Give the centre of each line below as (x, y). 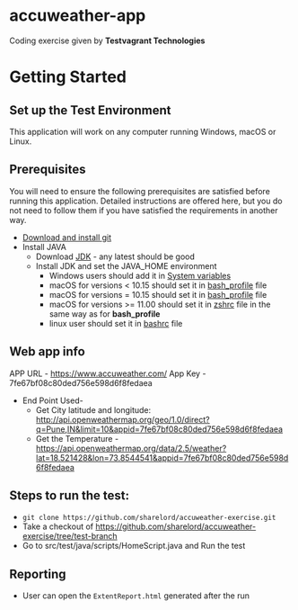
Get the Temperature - (77, 438)
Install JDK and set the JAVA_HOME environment (126, 265)
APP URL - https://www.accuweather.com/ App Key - (108, 373)
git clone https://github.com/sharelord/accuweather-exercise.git (149, 518)
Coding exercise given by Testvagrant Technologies (107, 40)
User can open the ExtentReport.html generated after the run (136, 596)
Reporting (38, 574)
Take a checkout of (58, 526)
